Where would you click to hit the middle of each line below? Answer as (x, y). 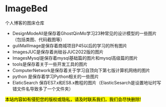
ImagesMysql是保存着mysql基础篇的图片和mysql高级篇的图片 (75, 58)
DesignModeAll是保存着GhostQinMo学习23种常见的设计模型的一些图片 (84, 33)
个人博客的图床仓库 (25, 23)
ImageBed (27, 9)
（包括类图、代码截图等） (38, 39)
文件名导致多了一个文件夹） (45, 89)
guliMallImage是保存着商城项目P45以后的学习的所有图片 (70, 45)
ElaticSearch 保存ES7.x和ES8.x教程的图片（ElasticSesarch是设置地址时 (84, 82)
